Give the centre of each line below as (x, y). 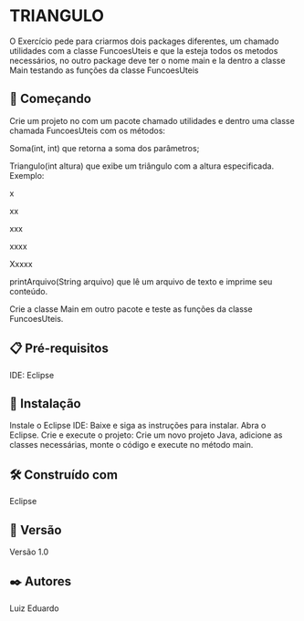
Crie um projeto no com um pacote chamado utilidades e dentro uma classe (152, 120)
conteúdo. (29, 291)
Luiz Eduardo (34, 608)
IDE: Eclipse (32, 375)
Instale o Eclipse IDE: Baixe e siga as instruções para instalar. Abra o (138, 426)
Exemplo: (27, 175)
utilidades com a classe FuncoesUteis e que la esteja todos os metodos (144, 50)
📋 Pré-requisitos (59, 349)
